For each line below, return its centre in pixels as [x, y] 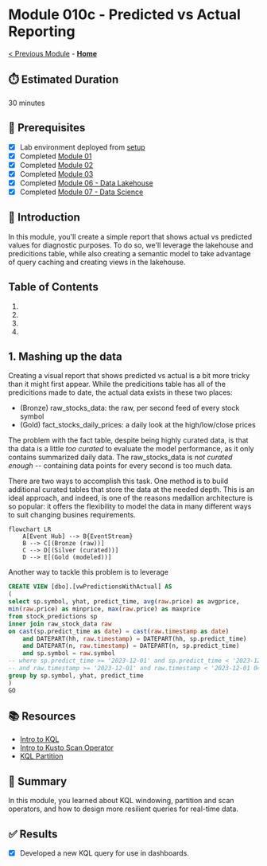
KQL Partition [41, 756]
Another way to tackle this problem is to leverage [89, 572]
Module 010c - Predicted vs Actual [124, 15]
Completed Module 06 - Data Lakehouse [86, 183]
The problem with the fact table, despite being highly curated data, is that [128, 440]
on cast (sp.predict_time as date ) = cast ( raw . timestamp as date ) [119, 631]
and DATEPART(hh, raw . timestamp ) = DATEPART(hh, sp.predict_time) [135, 638]
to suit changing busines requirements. [72, 515]
